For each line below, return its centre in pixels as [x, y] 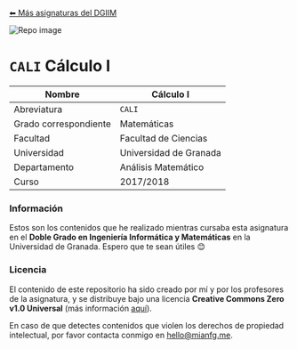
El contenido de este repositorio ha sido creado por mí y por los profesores [147, 289]
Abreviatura [38, 109]
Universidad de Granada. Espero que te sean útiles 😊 [108, 247]
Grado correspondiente [62, 124]
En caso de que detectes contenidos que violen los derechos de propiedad [147, 325]
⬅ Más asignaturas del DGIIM [63, 13]
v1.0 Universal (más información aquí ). [81, 308]
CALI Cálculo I [60, 66]
